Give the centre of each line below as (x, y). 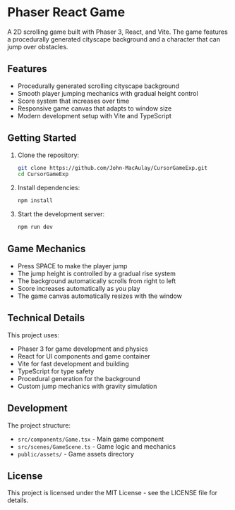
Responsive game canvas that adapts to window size (95, 108)
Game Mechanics (47, 249)
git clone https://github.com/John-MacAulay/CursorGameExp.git (113, 168)
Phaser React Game (66, 12)
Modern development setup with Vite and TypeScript (94, 116)
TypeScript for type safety (56, 371)
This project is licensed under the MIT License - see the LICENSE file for (112, 493)
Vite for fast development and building (73, 363)
